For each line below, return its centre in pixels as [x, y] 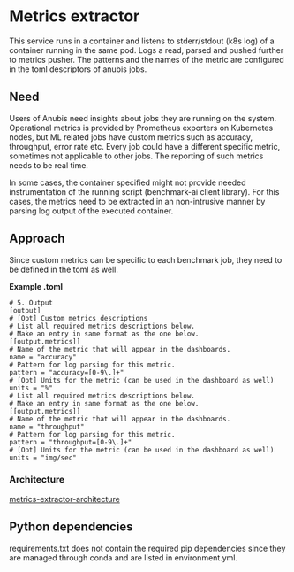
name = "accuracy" [43, 357]
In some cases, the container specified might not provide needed [128, 182]
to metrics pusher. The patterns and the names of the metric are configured [147, 59]
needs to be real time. [49, 165]
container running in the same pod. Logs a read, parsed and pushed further [147, 50]
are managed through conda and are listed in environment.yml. [124, 557]
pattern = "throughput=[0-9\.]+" [71, 442]
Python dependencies [72, 527]
